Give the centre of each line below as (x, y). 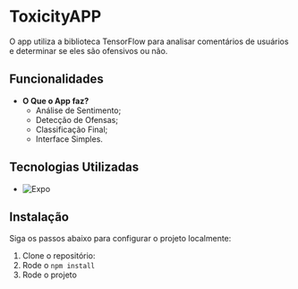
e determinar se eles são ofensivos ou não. (89, 50)
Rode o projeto (50, 275)
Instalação (39, 217)
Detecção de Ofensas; (77, 119)
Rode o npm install (59, 266)
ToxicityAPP (55, 17)
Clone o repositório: (59, 256)
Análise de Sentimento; (78, 110)
